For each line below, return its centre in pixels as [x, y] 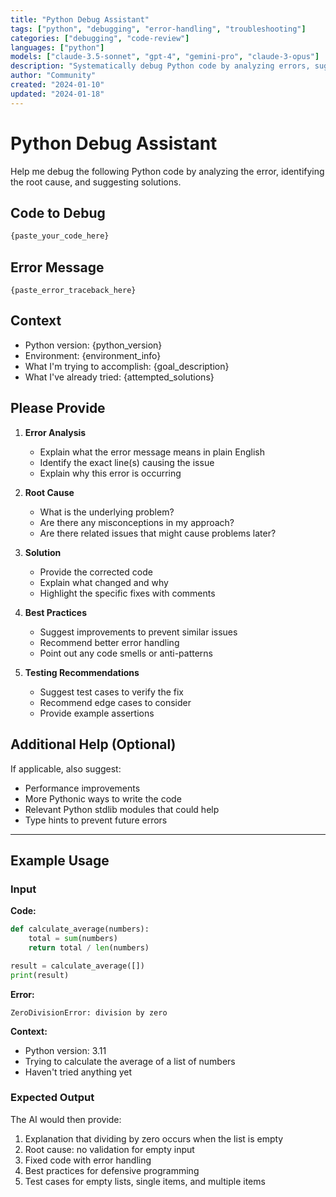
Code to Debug [58, 212]
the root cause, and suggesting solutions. [96, 182]
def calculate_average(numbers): [80, 929]
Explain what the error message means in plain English [152, 452]
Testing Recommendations [82, 672]
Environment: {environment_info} [93, 355]
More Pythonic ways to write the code [103, 798]
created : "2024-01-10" [57, 85]
